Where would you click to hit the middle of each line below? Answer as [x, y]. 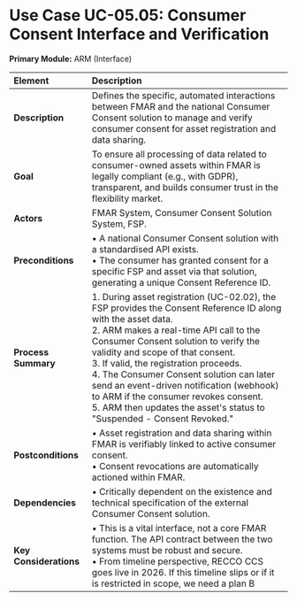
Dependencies [45, 503]
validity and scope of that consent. [164, 352]
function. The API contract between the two [182, 539]
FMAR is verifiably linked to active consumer [184, 443]
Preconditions [44, 260]
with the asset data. [132, 319]
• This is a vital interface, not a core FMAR [179, 528]
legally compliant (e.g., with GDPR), [165, 176]
